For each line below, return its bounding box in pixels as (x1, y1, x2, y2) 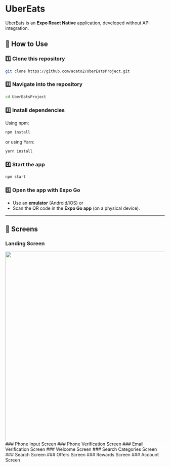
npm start (5, 174, 26, 179)
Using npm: (5, 120, 29, 126)
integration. (5, 25, 29, 31)
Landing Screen (5, 240, 45, 247)
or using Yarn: (5, 138, 34, 145)
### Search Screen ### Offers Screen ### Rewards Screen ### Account (5, 451, 159, 457)
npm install (5, 129, 30, 134)
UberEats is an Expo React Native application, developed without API (5, 20, 150, 26)
